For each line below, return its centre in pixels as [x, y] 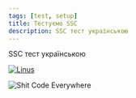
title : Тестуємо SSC [43, 23]
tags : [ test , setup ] [43, 16]
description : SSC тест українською [68, 31]
